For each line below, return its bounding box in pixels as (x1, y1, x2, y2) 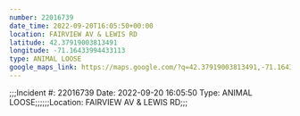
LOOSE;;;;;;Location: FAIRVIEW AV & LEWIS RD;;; (9, 96, 188, 107)
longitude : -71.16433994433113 (9, 46, 126, 55)
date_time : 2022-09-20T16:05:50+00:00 (9, 21, 154, 30)
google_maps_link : (9, 63, 78, 72)
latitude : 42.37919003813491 (9, 37, 118, 47)
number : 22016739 (9, 12, 74, 22)
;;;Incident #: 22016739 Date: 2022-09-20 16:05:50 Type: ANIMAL (9, 87, 253, 98)
